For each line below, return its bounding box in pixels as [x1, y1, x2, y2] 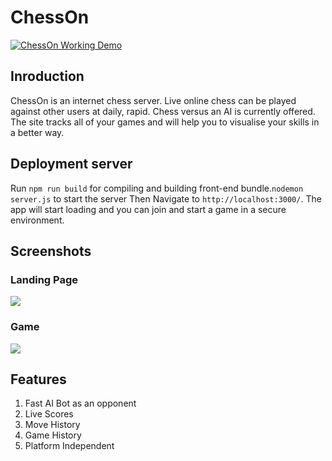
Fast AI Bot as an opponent [24, 397, 137, 410]
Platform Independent [24, 440, 115, 452]
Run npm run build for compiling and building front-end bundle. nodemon [10, 182, 304, 194]
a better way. [10, 126, 65, 138]
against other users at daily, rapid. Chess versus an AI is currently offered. [10, 105, 316, 117]
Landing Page [10, 272, 79, 286]
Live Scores [24, 408, 74, 420]
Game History [24, 429, 82, 441]
